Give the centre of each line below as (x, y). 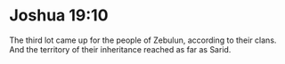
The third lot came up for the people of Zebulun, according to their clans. (143, 40)
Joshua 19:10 (59, 16)
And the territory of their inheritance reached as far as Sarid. (120, 49)
